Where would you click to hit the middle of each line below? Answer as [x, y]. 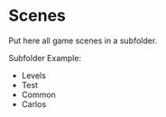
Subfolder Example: [45, 58]
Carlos [34, 103]
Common [38, 94]
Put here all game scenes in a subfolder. [83, 40]
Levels [34, 75]
